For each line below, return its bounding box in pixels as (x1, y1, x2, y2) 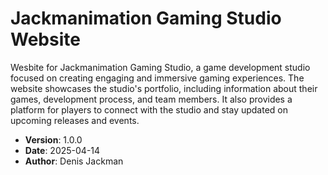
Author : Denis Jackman (24, 155, 124, 167)
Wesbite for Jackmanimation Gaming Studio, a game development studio (10, 61, 311, 73)
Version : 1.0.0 (24, 133, 83, 146)
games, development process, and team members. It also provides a (10, 93, 293, 105)
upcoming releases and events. (10, 114, 140, 126)
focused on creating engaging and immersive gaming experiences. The (10, 72, 305, 84)
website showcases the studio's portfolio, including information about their (10, 82, 318, 94)
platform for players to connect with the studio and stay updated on (10, 103, 289, 116)
